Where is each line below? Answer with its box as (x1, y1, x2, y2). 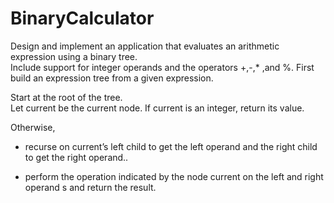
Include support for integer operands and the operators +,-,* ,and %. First (10, 61, 315, 73)
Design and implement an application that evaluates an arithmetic (10, 40, 280, 52)
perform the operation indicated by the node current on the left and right (24, 170, 324, 182)
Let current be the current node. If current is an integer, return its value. (10, 102, 305, 114)
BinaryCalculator (10, 7, 155, 30)
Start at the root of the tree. (10, 91, 123, 103)
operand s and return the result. (24, 181, 157, 193)
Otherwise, (10, 121, 56, 133)
